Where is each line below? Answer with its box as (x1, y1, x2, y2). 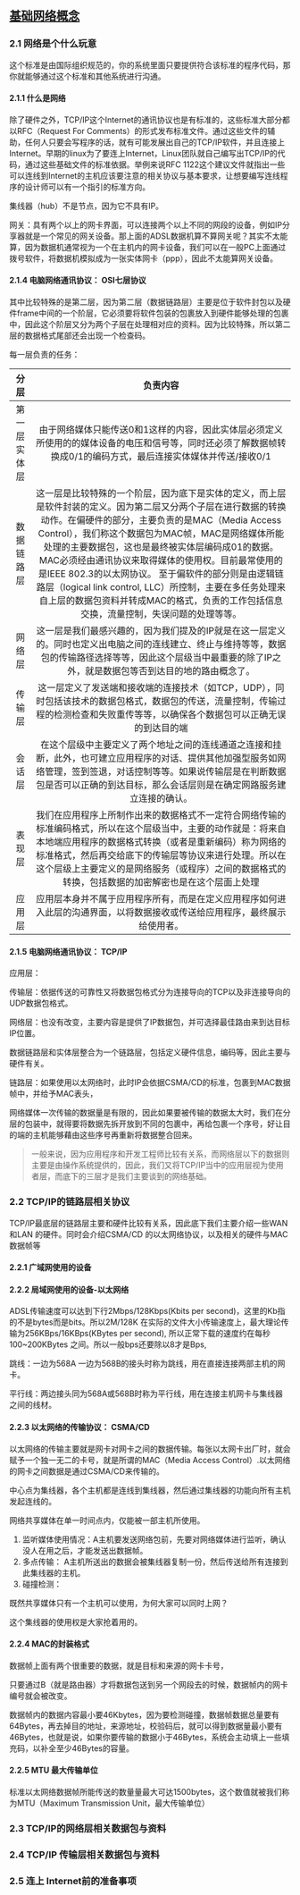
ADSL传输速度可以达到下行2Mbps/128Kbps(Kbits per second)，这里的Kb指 (9, 1306, 286, 1317)
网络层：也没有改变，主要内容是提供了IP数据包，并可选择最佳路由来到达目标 (9, 1017, 290, 1028)
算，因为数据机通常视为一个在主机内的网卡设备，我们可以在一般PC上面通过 (9, 241, 287, 252)
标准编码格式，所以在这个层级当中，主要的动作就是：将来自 (35, 822, 287, 835)
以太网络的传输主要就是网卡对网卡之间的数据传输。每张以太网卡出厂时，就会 (9, 1443, 291, 1454)
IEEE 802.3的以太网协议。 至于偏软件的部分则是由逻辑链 (46, 568, 284, 580)
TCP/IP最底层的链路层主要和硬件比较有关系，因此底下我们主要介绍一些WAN (9, 1217, 288, 1228)
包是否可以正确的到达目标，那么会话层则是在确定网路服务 (35, 779, 278, 791)
